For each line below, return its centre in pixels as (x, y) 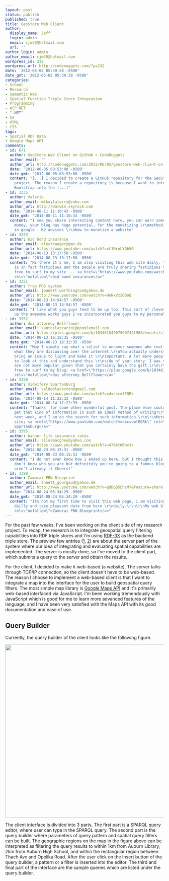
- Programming (20, 104)
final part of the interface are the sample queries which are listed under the (83, 868)
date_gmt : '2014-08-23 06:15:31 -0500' (52, 455)
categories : (18, 80)
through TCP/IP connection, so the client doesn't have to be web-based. (80, 572)
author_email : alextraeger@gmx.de (46, 244)
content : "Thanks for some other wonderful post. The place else (81, 408)
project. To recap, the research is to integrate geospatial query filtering (79, 530)
